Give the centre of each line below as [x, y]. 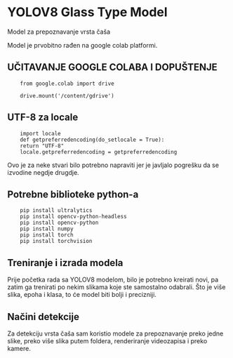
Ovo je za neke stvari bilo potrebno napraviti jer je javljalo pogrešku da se [113, 165]
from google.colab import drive [67, 84]
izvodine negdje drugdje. [43, 172]
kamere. [19, 349]
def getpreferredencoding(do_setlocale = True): [92, 140]
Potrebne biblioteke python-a [73, 194]
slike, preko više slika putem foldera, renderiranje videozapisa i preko [107, 341]
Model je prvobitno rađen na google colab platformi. [82, 45]
